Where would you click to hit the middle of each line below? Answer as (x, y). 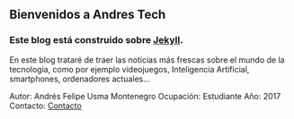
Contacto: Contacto (46, 106)
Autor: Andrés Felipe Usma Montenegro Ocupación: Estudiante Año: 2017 (145, 96)
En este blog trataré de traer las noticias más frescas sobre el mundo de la (147, 59)
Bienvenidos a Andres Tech (88, 15)
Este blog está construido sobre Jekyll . (96, 40)
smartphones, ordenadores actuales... (80, 79)
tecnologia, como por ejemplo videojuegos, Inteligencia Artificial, (129, 69)
